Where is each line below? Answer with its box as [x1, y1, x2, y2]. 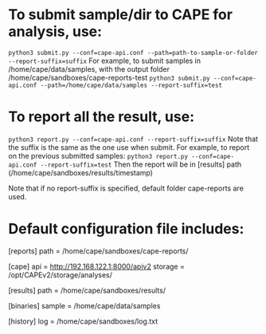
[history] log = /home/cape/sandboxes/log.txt [8, 316, 158, 326]
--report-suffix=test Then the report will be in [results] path [40, 159, 242, 169]
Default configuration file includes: [8, 220, 244, 238]
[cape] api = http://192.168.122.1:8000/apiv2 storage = [8, 261, 185, 271]
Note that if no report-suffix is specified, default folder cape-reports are [8, 183, 244, 193]
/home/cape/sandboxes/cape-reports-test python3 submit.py [8, 73, 210, 82]
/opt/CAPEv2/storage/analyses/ [8, 269, 113, 280]
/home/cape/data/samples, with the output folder [8, 64, 170, 73]
